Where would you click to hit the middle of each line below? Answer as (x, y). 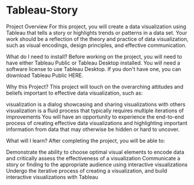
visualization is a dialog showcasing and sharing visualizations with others (96, 104)
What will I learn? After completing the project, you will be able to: (86, 140)
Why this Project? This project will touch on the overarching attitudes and (95, 86)
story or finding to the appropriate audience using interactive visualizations (97, 164)
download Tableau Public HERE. (45, 75)
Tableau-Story (42, 10)
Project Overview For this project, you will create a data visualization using (96, 26)
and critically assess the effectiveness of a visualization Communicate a (93, 158)
